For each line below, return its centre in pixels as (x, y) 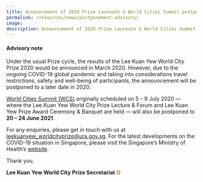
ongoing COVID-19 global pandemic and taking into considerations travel (97, 74)
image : (14, 23)
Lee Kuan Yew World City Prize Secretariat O (63, 172)
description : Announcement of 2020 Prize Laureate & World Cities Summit (101, 29)
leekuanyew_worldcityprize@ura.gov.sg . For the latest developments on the (101, 136)
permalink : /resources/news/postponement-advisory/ (72, 18)
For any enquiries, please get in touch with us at (66, 130)
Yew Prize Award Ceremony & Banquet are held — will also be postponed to (101, 112)
